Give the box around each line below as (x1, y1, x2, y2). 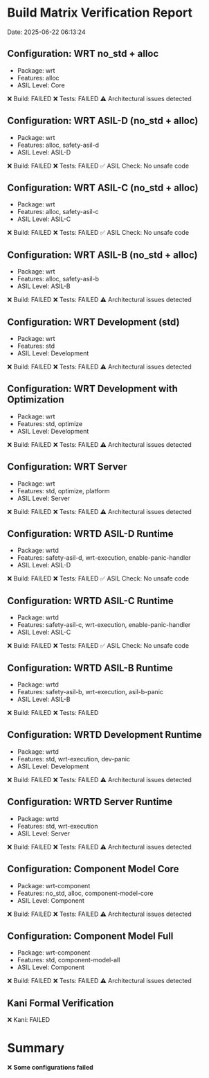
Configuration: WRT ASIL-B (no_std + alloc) (7, 249, 198, 260)
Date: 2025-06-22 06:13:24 (7, 28, 86, 36)
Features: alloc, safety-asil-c (17, 208, 99, 216)
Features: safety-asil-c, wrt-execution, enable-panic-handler (17, 621, 191, 629)
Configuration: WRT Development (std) (7, 316, 180, 328)
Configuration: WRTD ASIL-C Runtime (7, 594, 174, 607)
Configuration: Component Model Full (7, 930, 174, 942)
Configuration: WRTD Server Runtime (7, 796, 173, 808)
